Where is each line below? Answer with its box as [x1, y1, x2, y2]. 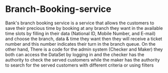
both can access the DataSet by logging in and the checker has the [5, 51, 144, 58]
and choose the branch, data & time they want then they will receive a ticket [5, 36, 162, 42]
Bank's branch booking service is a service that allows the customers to [5, 20, 154, 26]
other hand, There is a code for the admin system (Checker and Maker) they [5, 46, 163, 52]
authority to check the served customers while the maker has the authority [5, 57, 160, 63]
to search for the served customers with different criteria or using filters [5, 62, 154, 68]
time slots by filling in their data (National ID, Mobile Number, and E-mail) [5, 30, 156, 36]
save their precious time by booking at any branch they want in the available [5, 25, 163, 31]
